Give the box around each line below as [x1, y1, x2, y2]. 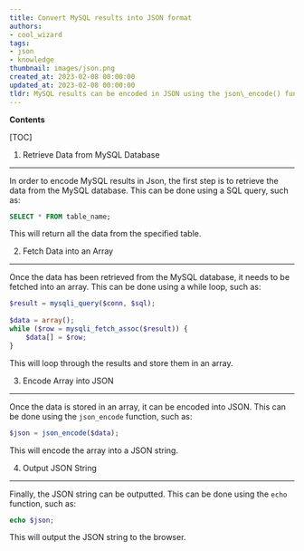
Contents [9, 114, 45, 125]
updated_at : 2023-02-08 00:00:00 [9, 81, 136, 90]
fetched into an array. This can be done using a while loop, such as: [9, 282, 261, 293]
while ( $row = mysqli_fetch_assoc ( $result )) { [9, 324, 188, 333]
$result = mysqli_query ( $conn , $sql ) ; [9, 299, 156, 308]
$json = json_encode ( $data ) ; [9, 428, 119, 438]
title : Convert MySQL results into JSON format [9, 13, 193, 23]
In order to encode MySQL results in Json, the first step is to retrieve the [9, 175, 279, 186]
